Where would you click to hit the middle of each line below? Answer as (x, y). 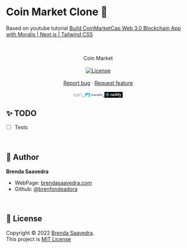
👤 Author (22, 157)
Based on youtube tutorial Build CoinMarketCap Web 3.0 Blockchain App (93, 28)
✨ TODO (21, 113)
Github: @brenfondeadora (46, 189)
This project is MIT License (39, 239)
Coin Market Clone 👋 (57, 12)
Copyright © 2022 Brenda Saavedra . (50, 233)
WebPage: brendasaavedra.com (53, 182)
